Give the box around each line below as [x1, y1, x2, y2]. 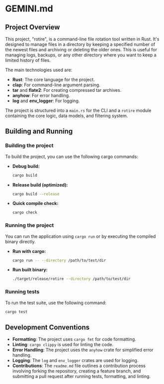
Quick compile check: [12, 200, 59, 206]
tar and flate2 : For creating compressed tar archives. [12, 87, 122, 93]
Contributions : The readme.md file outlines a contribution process [12, 363, 146, 369]
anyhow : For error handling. [12, 93, 71, 98]
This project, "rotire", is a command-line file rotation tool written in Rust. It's [5, 36, 160, 42]
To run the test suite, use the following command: [5, 300, 107, 306]
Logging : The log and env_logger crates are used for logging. [12, 358, 139, 364]
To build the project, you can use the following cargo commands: [5, 153, 138, 160]
